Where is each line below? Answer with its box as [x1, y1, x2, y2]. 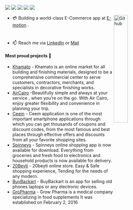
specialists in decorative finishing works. [12, 85, 95, 90]
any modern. [12, 173, 38, 179]
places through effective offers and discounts [12, 131, 105, 137]
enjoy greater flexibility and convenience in [12, 101, 100, 106]
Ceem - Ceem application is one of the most [12, 111, 102, 116]
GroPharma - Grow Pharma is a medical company [12, 189, 113, 195]
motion [12, 22, 27, 28]
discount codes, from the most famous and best [12, 127, 110, 132]
